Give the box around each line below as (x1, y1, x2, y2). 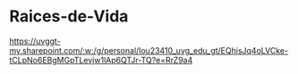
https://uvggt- (9, 36, 61, 46)
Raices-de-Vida (9, 6, 129, 27)
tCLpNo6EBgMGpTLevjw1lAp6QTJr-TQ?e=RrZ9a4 (9, 54, 193, 65)
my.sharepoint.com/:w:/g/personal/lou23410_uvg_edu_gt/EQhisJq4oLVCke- (9, 45, 289, 55)
